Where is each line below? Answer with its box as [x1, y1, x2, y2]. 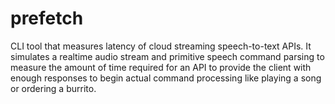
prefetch [10, 7, 84, 30]
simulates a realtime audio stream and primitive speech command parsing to [10, 50, 325, 62]
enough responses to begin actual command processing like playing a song [10, 72, 322, 84]
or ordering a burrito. [10, 82, 97, 94]
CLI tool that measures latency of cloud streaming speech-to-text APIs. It [10, 40, 312, 52]
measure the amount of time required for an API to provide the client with [10, 61, 312, 73]
